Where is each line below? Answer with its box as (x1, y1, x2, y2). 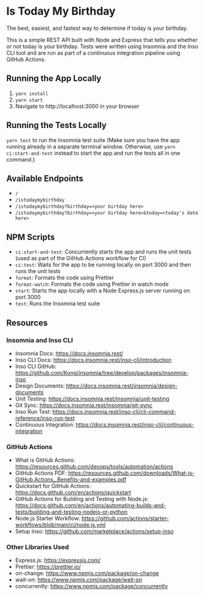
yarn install (15, 90, 49, 97)
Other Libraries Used (6, 543, 69, 552)
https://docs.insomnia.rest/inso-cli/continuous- (76, 420, 194, 428)
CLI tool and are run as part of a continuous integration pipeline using (6, 49, 181, 56)
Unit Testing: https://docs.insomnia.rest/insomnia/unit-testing (15, 395, 169, 402)
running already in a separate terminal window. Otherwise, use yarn (6, 143, 175, 150)
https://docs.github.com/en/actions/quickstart (15, 489, 132, 496)
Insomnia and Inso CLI (6, 336, 73, 344)
